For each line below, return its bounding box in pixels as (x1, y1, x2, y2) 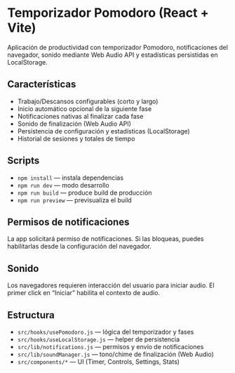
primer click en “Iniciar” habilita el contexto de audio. (7, 289, 160, 297)
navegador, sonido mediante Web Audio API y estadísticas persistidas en (7, 51, 219, 59)
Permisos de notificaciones (7, 216, 130, 228)
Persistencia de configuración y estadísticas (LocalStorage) (17, 126, 191, 135)
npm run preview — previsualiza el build (17, 195, 132, 204)
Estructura (7, 309, 55, 321)
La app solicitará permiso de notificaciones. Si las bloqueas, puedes (7, 235, 204, 243)
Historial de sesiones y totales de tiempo (17, 134, 135, 143)
